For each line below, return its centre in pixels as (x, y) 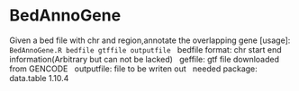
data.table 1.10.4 (39, 78)
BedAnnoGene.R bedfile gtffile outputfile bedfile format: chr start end (145, 49)
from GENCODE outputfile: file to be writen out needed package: (134, 69)
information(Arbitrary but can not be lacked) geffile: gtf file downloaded (145, 59)
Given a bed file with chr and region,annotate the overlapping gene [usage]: (150, 40)
